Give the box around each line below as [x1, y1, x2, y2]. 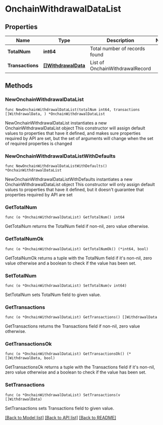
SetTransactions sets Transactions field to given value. [5, 405, 114, 411]
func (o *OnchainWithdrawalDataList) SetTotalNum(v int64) [5, 283, 127, 288]
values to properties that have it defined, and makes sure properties [5, 130, 141, 136]
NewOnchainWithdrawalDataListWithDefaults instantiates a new [5, 176, 132, 182]
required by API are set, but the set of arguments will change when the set [5, 135, 154, 141]
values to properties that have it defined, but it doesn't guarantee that [5, 187, 144, 192]
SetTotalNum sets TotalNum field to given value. [5, 292, 101, 298]
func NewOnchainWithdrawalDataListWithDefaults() [5, 163, 108, 168]
